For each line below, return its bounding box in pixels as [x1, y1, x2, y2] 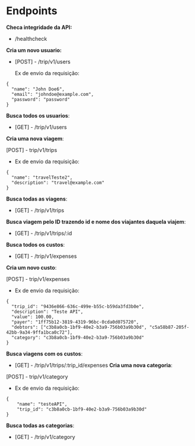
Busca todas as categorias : [6, 422, 75, 429]
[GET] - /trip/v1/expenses [14, 253, 77, 260]
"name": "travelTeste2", [11, 174, 73, 180]
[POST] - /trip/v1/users [14, 58, 71, 65]
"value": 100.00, [11, 314, 55, 320]
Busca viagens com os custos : [6, 350, 83, 357]
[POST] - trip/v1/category [6, 373, 68, 380]
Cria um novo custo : [6, 264, 57, 271]
